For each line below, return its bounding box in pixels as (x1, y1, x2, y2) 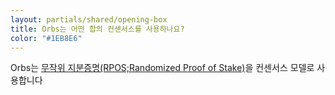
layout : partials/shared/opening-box (10, 14, 168, 25)
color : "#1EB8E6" (10, 33, 83, 43)
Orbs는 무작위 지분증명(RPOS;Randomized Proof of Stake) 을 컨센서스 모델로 (10, 62, 315, 74)
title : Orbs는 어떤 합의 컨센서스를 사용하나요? (10, 24, 185, 34)
